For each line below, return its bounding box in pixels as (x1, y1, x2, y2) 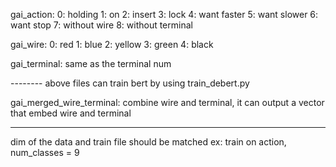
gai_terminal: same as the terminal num (10, 58, 172, 69)
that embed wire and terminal (10, 107, 132, 119)
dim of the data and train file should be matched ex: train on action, (10, 136, 287, 148)
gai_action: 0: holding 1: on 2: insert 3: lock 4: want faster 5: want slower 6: (10, 9, 319, 20)
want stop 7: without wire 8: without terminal (10, 19, 193, 31)
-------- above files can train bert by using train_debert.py (10, 77, 250, 89)
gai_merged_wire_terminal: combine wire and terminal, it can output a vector (10, 97, 325, 108)
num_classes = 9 (10, 147, 80, 158)
